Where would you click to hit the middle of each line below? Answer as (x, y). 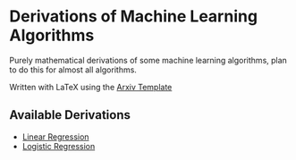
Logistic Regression (59, 146)
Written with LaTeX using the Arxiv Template (91, 87)
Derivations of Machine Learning (133, 17)
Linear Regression (55, 137)
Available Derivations (70, 115)
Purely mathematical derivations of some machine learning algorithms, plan (148, 60)
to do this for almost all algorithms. (73, 70)
